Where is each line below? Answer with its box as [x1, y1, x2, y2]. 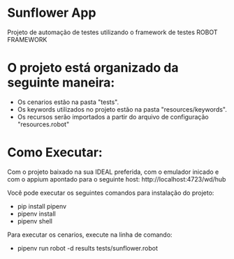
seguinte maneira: [7, 75, 115, 91]
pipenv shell [17, 216, 52, 225]
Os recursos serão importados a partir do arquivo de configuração [17, 112, 209, 121]
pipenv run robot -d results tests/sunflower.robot [17, 244, 159, 252]
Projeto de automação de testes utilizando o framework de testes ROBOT [7, 28, 218, 36]
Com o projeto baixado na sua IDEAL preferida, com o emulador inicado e [7, 168, 219, 176]
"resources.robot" [17, 120, 70, 128]
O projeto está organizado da [7, 60, 179, 76]
